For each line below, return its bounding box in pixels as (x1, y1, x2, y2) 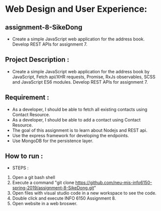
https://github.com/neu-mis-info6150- (75, 180, 152, 185)
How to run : (5, 152, 43, 160)
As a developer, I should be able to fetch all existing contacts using (12, 106, 148, 112)
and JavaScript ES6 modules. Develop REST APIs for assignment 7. (12, 79, 148, 85)
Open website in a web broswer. (12, 201, 78, 207)
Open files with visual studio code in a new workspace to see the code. (12, 190, 157, 196)
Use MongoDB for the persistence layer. (12, 138, 93, 144)
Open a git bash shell (12, 175, 55, 181)
